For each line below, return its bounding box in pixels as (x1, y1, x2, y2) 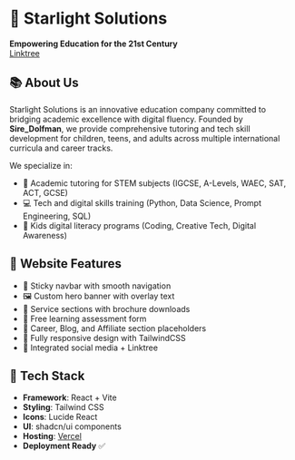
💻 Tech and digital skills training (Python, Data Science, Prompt (22, 197, 261, 208)
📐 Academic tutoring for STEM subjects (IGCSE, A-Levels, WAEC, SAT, (22, 177, 287, 189)
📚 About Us (9, 75, 79, 91)
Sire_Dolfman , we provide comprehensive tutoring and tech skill (9, 122, 251, 134)
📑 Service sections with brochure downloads (22, 303, 191, 314)
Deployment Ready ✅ (22, 440, 106, 452)
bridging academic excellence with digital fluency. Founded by (9, 113, 243, 124)
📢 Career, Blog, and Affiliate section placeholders (22, 322, 207, 334)
